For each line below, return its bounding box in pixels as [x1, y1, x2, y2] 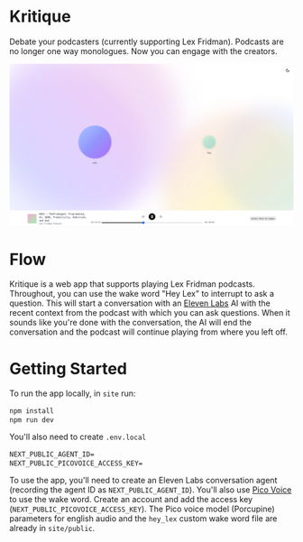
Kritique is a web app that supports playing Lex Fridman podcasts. [9, 279, 255, 289]
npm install [9, 407, 54, 416]
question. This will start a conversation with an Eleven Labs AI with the [9, 298, 271, 308]
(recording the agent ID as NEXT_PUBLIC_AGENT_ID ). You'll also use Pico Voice [9, 484, 292, 495]
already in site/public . [9, 523, 96, 534]
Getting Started [9, 358, 128, 379]
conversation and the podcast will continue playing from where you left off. [9, 326, 289, 337]
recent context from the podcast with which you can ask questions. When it [9, 308, 290, 318]
